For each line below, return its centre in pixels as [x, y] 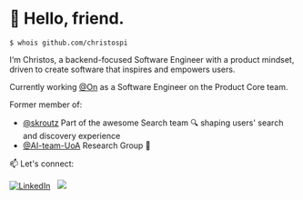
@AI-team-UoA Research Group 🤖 [87, 145]
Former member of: [46, 105]
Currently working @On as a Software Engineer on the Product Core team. [149, 86]
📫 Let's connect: [42, 164]
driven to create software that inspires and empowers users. [122, 69]
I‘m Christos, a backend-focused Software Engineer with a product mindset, [152, 59]
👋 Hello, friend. [67, 19]
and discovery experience [71, 135]
